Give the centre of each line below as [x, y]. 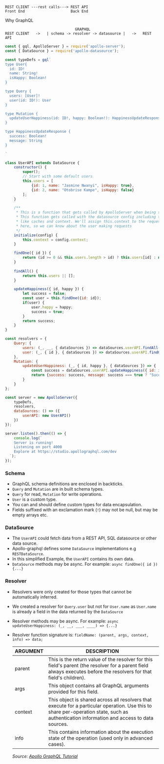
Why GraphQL [19, 20]
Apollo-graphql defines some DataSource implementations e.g [74, 549]
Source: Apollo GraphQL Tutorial [45, 756]
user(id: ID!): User [30, 100]
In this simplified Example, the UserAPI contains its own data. [73, 559]
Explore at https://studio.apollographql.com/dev [65, 452]
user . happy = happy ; [52, 307]
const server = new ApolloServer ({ [41, 397]
